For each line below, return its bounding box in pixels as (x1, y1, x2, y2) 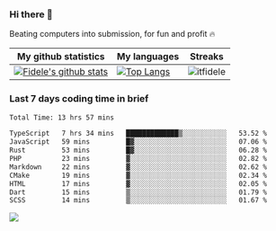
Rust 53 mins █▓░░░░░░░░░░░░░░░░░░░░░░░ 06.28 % (9, 146, 268, 155)
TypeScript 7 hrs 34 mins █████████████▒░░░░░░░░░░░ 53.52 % (9, 129, 268, 138)
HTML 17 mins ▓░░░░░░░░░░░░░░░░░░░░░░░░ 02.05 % (9, 179, 268, 188)
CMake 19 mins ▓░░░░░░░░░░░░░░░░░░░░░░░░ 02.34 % (9, 171, 268, 180)
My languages (116, 50, 180, 63)
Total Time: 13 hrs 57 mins (9, 112, 115, 122)
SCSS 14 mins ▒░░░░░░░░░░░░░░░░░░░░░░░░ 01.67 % (9, 196, 268, 205)
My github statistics (16, 50, 105, 63)
